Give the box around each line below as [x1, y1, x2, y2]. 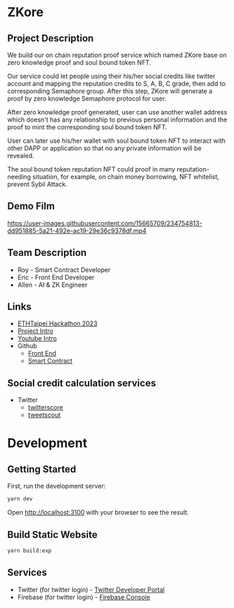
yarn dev [7, 496, 33, 503]
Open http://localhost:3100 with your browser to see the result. [7, 508, 190, 517]
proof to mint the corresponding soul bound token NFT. [7, 123, 167, 131]
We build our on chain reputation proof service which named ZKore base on [7, 51, 227, 59]
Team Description [7, 247, 87, 259]
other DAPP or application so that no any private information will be [7, 144, 202, 152]
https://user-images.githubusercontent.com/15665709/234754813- [7, 219, 202, 227]
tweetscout [27, 410, 61, 419]
